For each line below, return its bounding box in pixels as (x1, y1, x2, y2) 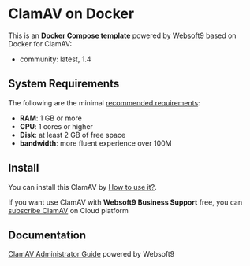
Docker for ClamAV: (8, 39, 73, 48)
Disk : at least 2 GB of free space (19, 130, 126, 139)
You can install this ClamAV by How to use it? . (8, 182, 157, 191)
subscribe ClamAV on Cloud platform (8, 205, 129, 215)
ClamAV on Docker (8, 5, 135, 23)
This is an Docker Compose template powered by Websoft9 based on (8, 31, 237, 40)
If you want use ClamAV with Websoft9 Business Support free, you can (8, 198, 243, 207)
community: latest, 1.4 (19, 54, 91, 64)
